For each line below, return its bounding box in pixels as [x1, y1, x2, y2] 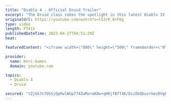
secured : [5, 91, 24, 96]
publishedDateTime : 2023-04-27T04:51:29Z [5, 31, 95, 36]
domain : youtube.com [10, 63, 53, 68]
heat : [5, 36, 17, 41]
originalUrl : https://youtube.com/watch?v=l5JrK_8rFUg [5, 17, 124, 22]
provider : [5, 54, 26, 59]
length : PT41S [5, 26, 36, 31]
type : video [5, 21, 31, 27]
